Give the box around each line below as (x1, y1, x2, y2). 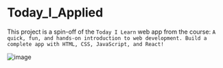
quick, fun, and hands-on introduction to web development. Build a (7, 34, 207, 42)
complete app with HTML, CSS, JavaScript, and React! (7, 41, 165, 47)
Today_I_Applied (7, 5, 104, 21)
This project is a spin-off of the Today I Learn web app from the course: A (7, 27, 216, 36)
